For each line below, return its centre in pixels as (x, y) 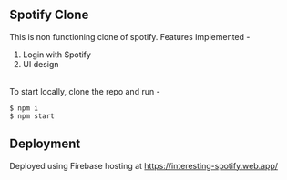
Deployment (45, 144)
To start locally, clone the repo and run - (85, 91)
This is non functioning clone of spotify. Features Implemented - (130, 36)
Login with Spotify (56, 55)
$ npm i (24, 108)
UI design (41, 64)
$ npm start (32, 116)
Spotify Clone (49, 15)
